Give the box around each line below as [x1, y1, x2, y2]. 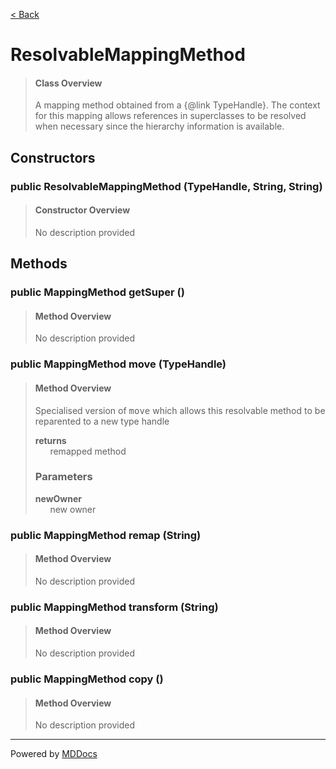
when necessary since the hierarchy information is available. [34, 120, 285, 133]
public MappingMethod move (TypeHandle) [10, 357, 227, 371]
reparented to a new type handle [34, 415, 170, 427]
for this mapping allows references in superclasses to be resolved [34, 110, 307, 122]
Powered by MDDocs [10, 748, 98, 760]
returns [34, 434, 67, 446]
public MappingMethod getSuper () [10, 285, 185, 299]
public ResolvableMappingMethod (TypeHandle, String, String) [10, 179, 323, 193]
